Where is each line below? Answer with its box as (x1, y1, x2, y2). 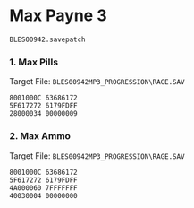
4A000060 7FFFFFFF (9, 183, 78, 193)
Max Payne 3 (9, 5, 107, 26)
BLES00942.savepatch (9, 35, 87, 44)
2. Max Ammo (9, 130, 72, 143)
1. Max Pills (9, 56, 59, 68)
